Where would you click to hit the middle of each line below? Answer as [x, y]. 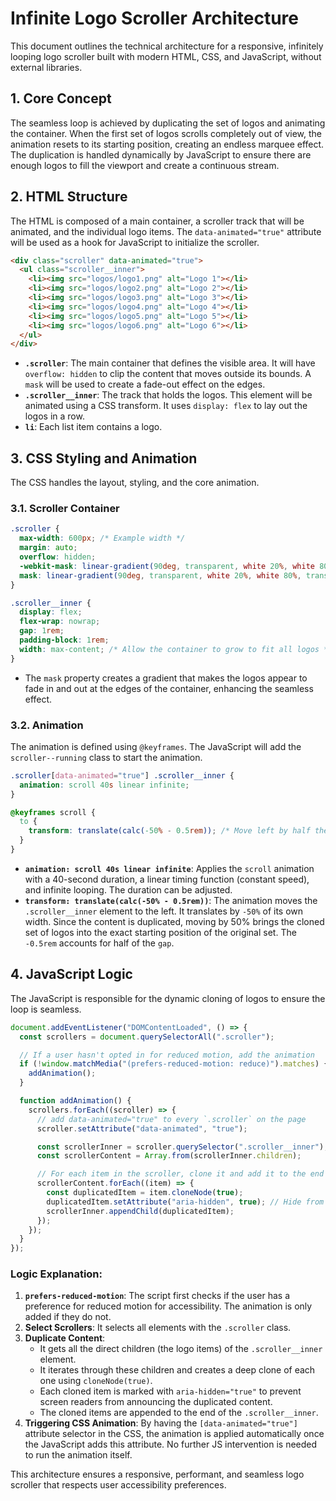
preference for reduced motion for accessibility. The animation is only [168, 1306]
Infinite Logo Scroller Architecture [154, 18]
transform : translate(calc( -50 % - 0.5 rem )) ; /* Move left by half [169, 831]
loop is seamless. [46, 1009]
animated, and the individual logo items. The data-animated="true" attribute [166, 231]
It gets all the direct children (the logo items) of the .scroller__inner [181, 1349]
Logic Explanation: [56, 1274]
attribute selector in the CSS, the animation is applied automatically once [174, 1434]
